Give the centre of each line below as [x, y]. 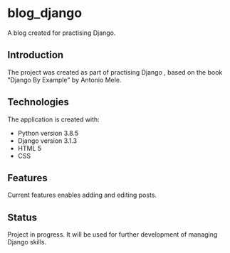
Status [22, 217]
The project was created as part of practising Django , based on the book [115, 72]
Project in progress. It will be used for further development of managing [113, 235]
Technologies [38, 102]
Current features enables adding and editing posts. [82, 195]
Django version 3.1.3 [47, 141]
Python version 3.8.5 [48, 133]
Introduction [36, 55]
